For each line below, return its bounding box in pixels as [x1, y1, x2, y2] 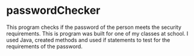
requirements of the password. [6, 43, 83, 50]
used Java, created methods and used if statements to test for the [6, 36, 171, 43]
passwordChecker [6, 4, 101, 17]
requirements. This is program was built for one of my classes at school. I [6, 30, 189, 37]
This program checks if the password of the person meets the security [6, 23, 182, 31]
